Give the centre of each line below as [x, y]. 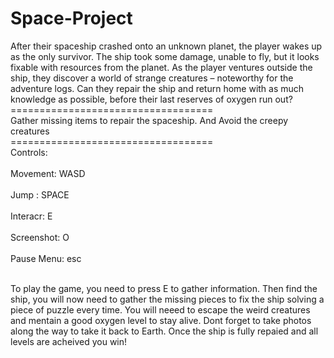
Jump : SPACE [40, 194]
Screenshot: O [40, 237]
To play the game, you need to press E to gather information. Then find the [164, 288]
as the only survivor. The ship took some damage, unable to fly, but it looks [165, 56]
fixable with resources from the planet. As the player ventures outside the [161, 67]
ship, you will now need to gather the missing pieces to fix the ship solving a [167, 299]
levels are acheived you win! [69, 341]
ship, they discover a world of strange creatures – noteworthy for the [152, 78]
